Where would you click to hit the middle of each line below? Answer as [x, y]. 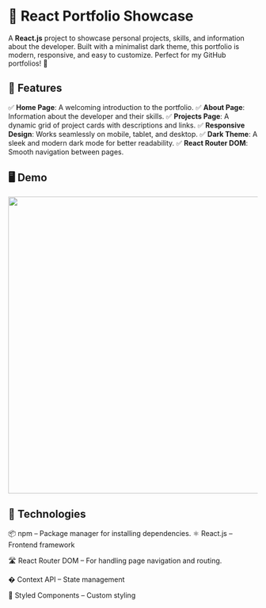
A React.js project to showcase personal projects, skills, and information [127, 38]
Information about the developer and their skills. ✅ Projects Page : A [119, 116]
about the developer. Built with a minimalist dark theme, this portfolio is [124, 46]
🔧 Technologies [47, 514]
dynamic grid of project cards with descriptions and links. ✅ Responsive [127, 125]
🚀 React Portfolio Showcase [101, 16]
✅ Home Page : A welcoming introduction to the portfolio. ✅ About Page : [127, 107]
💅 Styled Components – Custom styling [72, 595]
